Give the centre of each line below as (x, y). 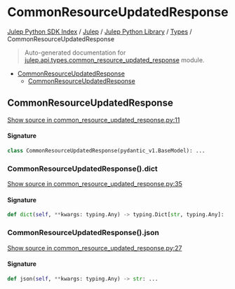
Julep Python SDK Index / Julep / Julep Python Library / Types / (100, 31)
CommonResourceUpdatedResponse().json (83, 233)
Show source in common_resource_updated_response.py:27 (95, 248)
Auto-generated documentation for (75, 52)
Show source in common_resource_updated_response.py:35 (95, 184)
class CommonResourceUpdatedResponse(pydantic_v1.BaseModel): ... (106, 150)
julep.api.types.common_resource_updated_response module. (114, 59)
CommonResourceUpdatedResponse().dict (82, 169)
